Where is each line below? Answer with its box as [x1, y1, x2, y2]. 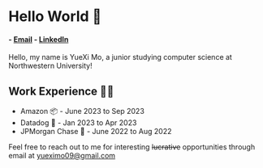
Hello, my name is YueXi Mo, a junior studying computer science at [8, 52, 233, 62]
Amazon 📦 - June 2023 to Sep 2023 [19, 107, 144, 116]
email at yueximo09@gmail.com [8, 151, 116, 161]
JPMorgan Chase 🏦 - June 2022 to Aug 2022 [19, 127, 172, 136]
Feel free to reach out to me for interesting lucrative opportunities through [8, 142, 256, 152]
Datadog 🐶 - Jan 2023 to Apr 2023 [19, 118, 137, 128]
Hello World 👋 [8, 7, 102, 26]
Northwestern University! [8, 61, 93, 71]
